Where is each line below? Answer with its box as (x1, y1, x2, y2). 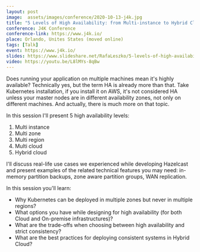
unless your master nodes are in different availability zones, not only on (6, 94, 182, 101)
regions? (14, 202, 37, 209)
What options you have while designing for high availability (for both (14, 209, 182, 216)
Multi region (14, 136, 45, 143)
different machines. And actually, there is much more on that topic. (6, 100, 170, 107)
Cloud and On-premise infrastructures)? (14, 215, 113, 222)
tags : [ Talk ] (6, 42, 39, 48)
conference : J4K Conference (6, 25, 76, 32)
